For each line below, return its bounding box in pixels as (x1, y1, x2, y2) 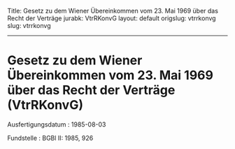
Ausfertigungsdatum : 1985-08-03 (7, 120, 106, 129)
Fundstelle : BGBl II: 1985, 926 (7, 134, 94, 142)
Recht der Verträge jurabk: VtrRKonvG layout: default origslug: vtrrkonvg (7, 14, 216, 22)
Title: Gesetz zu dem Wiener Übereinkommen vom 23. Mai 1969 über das (7, 7, 219, 15)
